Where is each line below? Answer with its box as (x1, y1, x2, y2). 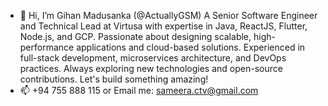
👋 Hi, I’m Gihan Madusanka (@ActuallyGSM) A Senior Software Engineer (19, 10, 318, 21)
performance (19, 41, 75, 53)
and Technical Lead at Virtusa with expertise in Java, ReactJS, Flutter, (19, 20, 308, 32)
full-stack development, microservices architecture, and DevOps (19, 52, 287, 64)
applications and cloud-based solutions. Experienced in (76, 41, 306, 53)
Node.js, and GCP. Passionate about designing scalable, (19, 31, 252, 42)
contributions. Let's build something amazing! (19, 73, 209, 85)
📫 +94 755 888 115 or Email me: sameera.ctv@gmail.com (19, 85, 259, 96)
